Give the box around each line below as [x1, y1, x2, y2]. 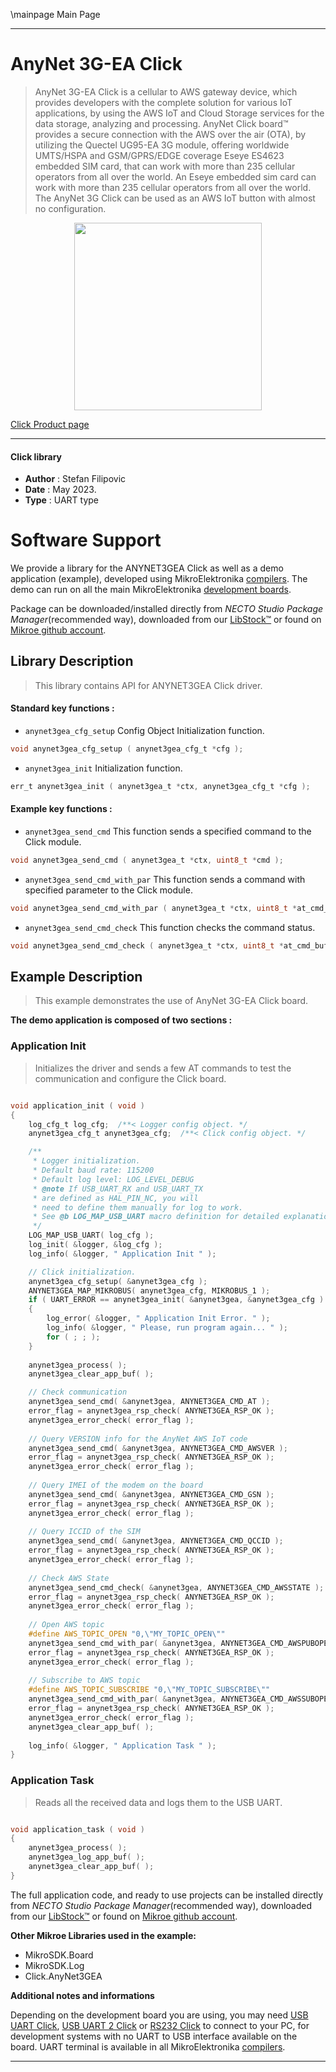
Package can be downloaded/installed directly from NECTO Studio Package [10, 603, 324, 615]
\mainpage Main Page [10, 9, 101, 20]
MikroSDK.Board [24, 1949, 94, 1961]
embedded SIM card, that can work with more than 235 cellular [34, 160, 296, 172]
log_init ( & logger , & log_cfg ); [28, 1240, 163, 1250]
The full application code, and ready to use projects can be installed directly [10, 1889, 324, 1901]
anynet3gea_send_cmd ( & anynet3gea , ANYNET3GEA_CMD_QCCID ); [28, 1536, 284, 1546]
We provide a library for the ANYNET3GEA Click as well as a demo [10, 562, 284, 574]
